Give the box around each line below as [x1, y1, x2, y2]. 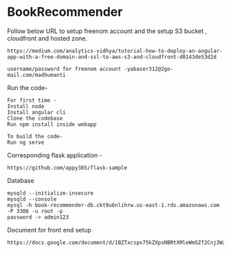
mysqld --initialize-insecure [7, 190, 94, 197]
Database [7, 176, 34, 184]
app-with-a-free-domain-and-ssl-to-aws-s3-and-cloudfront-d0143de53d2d [7, 53, 217, 60]
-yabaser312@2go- [124, 65, 174, 72]
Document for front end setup [7, 225, 91, 234]
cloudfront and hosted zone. [7, 34, 88, 42]
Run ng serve [7, 139, 45, 146]
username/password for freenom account [7, 65, 122, 72]
